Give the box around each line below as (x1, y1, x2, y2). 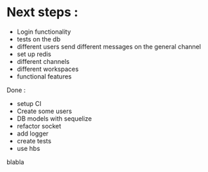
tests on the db (16, 34, 61, 43)
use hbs (16, 144, 40, 152)
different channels (16, 57, 70, 65)
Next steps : (6, 4, 79, 20)
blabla (6, 157, 25, 166)
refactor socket (16, 121, 61, 130)
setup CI (16, 99, 41, 107)
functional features (16, 72, 72, 81)
